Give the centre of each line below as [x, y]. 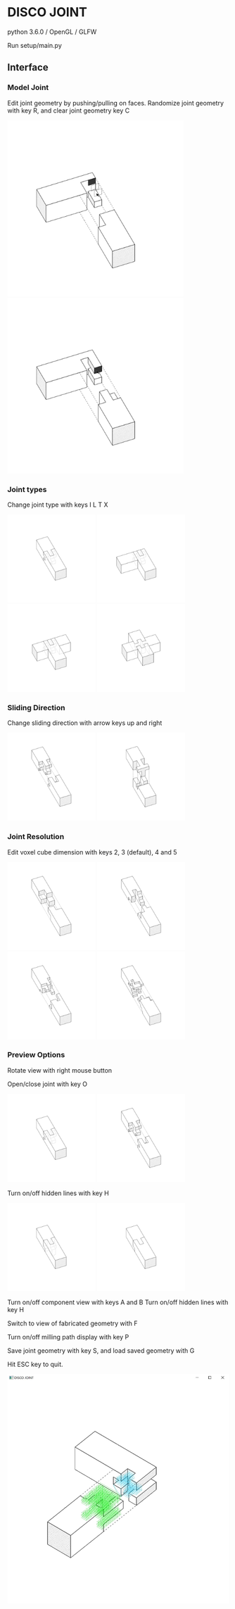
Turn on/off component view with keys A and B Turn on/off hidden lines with [118, 1302]
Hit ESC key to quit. [35, 1364]
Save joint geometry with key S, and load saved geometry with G [101, 1350]
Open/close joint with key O [47, 1084]
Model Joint [28, 87]
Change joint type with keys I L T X [58, 505]
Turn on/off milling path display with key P [68, 1337]
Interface [28, 68]
